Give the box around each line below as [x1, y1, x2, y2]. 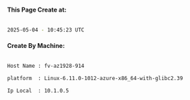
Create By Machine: [7, 41, 65, 49]
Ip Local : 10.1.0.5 [7, 88, 70, 95]
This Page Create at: [7, 5, 67, 14]
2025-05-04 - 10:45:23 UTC [7, 27, 85, 34]
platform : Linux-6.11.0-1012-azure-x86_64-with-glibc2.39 [7, 75, 184, 82]
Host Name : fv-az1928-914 [7, 62, 85, 70]
